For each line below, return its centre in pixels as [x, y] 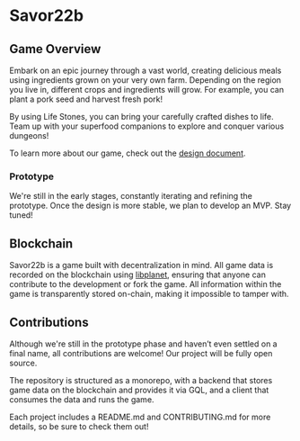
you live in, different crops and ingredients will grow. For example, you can [147, 90]
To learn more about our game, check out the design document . [128, 153]
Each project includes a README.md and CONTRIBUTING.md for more [140, 417]
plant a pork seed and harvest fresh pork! [86, 99]
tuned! [21, 215]
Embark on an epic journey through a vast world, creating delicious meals [146, 70]
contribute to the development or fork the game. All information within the [146, 284]
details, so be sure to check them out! [79, 426]
